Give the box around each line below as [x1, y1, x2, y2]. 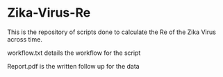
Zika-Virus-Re [7, 5, 91, 21]
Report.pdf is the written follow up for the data [7, 62, 140, 70]
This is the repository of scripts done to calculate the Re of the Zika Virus [7, 28, 217, 36]
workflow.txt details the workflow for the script [7, 49, 141, 57]
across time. [7, 35, 43, 43]
